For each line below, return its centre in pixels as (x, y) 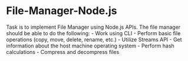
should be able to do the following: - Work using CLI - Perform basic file (93, 33)
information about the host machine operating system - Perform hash (90, 46)
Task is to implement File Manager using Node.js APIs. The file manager (93, 27)
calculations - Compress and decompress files (63, 52)
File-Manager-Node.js (62, 11)
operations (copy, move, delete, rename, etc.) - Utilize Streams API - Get (94, 39)
